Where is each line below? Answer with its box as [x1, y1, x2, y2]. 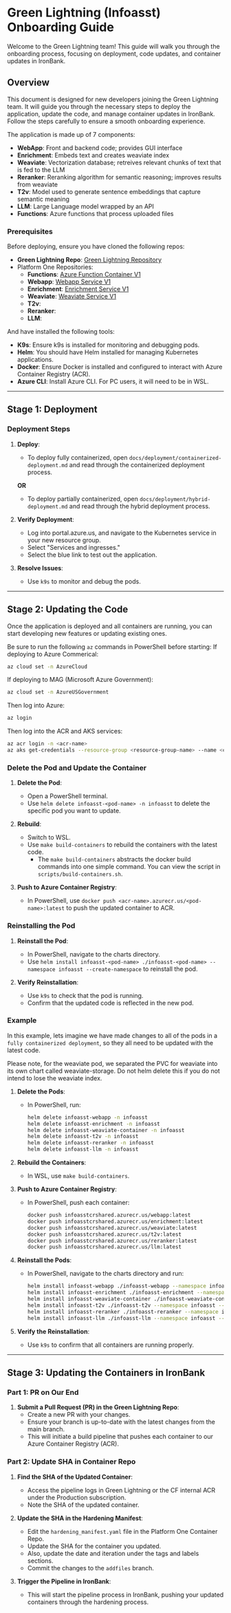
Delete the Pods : [16, 1087, 65, 1096]
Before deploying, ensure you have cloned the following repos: [7, 242, 185, 250]
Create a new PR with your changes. [27, 1411, 131, 1419]
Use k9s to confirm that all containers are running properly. [27, 1340, 195, 1349]
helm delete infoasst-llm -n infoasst [27, 1146, 139, 1153]
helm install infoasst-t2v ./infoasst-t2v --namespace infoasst [27, 1302, 216, 1309]
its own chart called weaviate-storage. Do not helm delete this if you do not [7, 1067, 220, 1075]
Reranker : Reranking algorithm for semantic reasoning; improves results [16, 173, 222, 181]
